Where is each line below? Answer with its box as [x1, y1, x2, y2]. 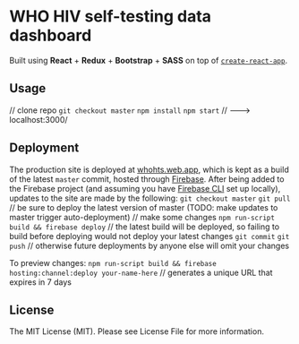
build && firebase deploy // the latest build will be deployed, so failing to [9, 221, 280, 232]
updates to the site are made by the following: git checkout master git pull [9, 193, 291, 203]
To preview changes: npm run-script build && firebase [9, 257, 217, 268]
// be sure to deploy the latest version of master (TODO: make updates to [9, 202, 278, 212]
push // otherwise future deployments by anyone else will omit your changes [9, 240, 289, 251]
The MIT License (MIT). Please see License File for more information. [9, 326, 264, 337]
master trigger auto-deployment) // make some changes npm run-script [9, 211, 276, 222]
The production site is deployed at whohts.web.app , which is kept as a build [9, 164, 289, 175]
